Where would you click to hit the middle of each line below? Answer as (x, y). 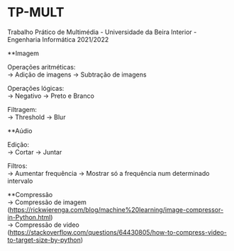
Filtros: (17, 166)
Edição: (18, 144)
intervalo (20, 181)
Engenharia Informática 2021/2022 (58, 39)
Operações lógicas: (36, 88)
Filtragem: (22, 109)
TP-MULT (36, 12)
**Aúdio (20, 130)
